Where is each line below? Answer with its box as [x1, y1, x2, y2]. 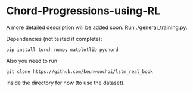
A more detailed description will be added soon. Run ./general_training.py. [6, 24, 188, 31]
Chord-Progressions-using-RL [6, 4, 161, 18]
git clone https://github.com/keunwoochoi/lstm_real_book [6, 68, 153, 75]
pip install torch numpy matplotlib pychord [6, 46, 119, 53]
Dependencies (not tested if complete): [6, 35, 102, 42]
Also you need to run [6, 57, 58, 64]
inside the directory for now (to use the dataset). [6, 79, 125, 86]
